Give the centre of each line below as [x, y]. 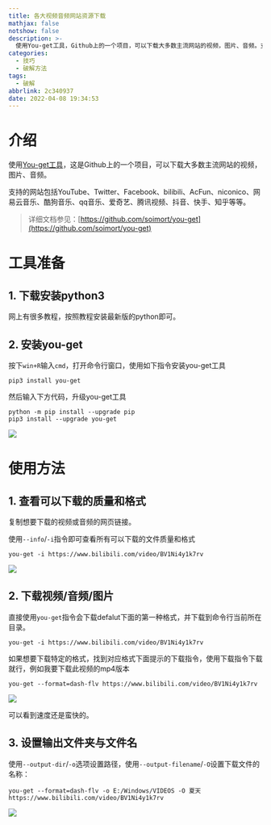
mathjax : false [34, 23]
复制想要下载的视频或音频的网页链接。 [72, 522]
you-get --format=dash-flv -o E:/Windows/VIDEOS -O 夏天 [105, 791]
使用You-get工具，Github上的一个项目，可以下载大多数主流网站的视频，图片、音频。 [138, 46]
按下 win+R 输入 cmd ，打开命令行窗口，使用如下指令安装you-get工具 [117, 365]
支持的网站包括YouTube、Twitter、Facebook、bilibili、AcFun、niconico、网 [134, 192]
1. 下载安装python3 [56, 295]
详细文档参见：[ [54, 220]
